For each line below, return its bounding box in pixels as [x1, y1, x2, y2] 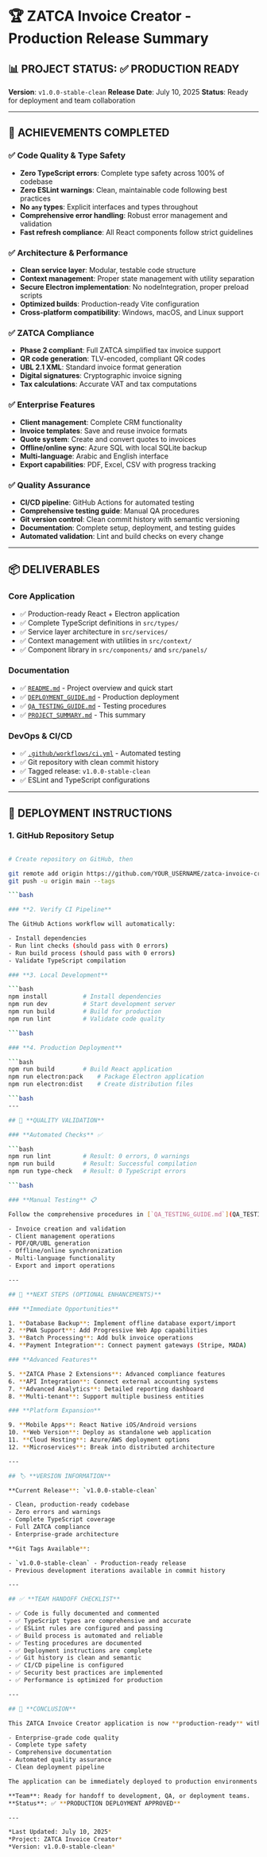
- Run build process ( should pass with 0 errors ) [8, 949, 176, 957]
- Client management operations [8, 1232, 115, 1240]
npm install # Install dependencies [8, 993, 161, 1001]
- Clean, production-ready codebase [8, 1500, 130, 1509]
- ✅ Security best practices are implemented [8, 1669, 163, 1677]
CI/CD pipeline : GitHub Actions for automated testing [19, 497, 195, 507]
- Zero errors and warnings [8, 1508, 102, 1516]
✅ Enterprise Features [8, 400, 95, 411]
